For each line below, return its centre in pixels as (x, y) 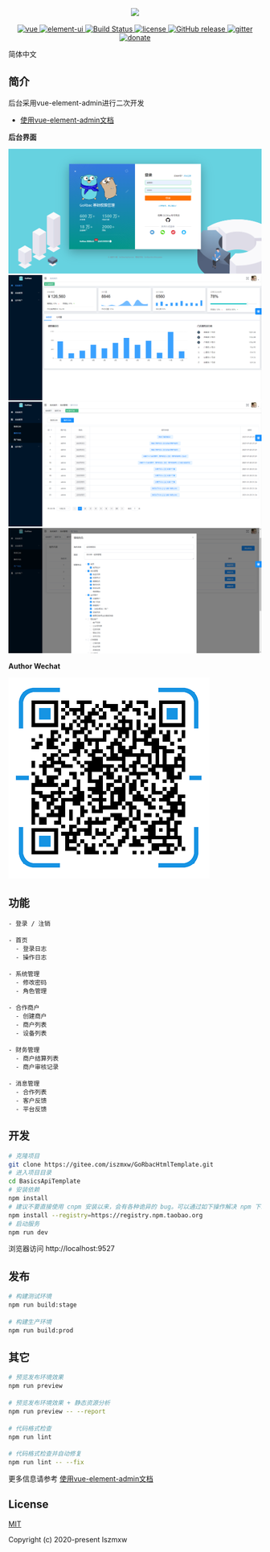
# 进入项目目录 (30, 1173)
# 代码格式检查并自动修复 (45, 1454)
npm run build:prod (41, 1330)
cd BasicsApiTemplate (45, 1181)
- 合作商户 (24, 1007)
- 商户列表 (31, 1025)
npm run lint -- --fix (46, 1463)
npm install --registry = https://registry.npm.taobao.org (106, 1215)
